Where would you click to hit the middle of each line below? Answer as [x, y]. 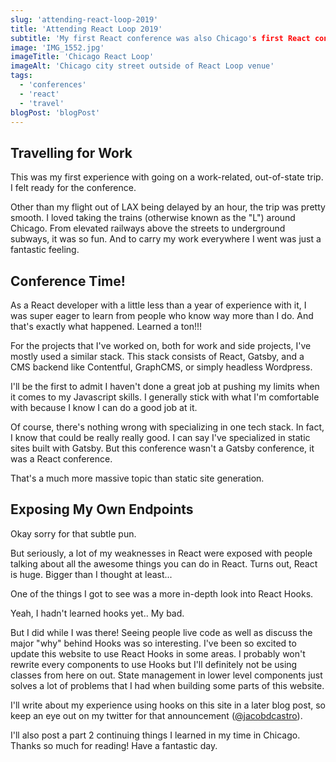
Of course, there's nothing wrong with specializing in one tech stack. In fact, [167, 427]
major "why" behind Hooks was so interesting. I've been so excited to [153, 643]
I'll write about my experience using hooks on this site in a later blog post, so [168, 705]
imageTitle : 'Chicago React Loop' [82, 57]
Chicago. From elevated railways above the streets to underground [148, 228]
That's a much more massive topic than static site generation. [137, 478]
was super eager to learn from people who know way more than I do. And [162, 315]
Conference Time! [68, 281]
